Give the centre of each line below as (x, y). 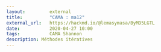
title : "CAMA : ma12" (46, 17)
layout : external (39, 12)
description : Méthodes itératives (50, 39)
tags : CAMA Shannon (44, 34)
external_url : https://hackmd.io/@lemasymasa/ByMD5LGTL (80, 23)
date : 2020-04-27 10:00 (50, 28)
